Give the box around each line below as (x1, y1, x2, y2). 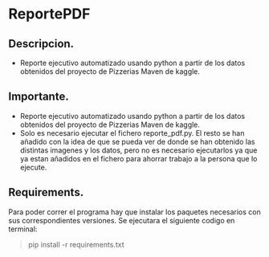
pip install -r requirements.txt (27, 239, 124, 249)
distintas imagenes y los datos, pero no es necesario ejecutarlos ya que (19, 145, 258, 155)
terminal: (8, 224, 38, 234)
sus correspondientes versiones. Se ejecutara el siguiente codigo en (8, 215, 235, 225)
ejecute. (19, 162, 47, 172)
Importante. (8, 90, 70, 104)
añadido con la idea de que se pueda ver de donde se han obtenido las (19, 137, 255, 146)
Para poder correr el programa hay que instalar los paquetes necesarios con (8, 206, 261, 217)
